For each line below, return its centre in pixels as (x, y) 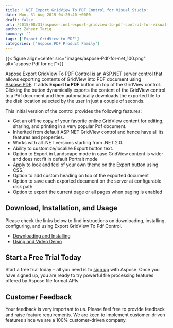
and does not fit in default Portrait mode (55, 159)
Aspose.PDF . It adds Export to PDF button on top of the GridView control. (83, 84)
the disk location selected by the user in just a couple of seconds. (75, 101)
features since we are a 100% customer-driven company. (66, 320)
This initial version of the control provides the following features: (74, 111)
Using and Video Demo (37, 241)
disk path (23, 186)
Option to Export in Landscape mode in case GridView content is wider (88, 153)
